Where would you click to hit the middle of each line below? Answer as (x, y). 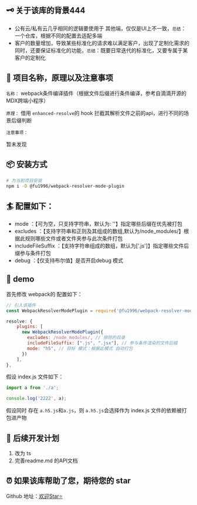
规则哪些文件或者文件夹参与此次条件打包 (74, 238)
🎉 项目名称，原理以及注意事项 (60, 78)
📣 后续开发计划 (33, 438)
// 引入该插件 (21, 305)
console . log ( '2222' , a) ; (36, 399)
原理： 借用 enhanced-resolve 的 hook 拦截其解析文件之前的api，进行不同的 (95, 113)
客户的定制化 (30, 57)
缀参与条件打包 (33, 253)
